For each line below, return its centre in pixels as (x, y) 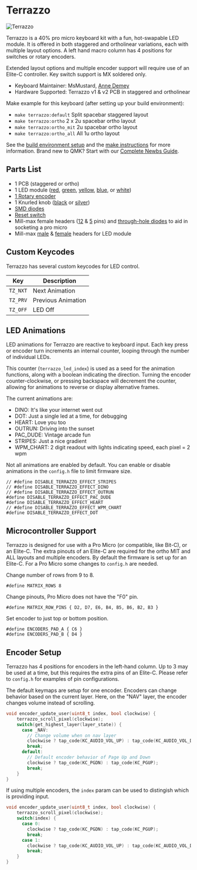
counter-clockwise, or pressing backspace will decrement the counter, (91, 381)
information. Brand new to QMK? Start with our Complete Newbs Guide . (93, 151)
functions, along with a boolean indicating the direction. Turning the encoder (98, 375)
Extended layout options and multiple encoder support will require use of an (98, 68)
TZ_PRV (18, 300)
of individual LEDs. (29, 357)
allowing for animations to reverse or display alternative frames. (83, 387)
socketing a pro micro (41, 227)
